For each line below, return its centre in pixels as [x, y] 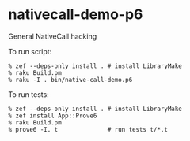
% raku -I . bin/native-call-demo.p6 [70, 80]
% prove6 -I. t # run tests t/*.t [88, 129]
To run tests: [28, 94]
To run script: [30, 51]
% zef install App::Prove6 [53, 116]
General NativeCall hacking [53, 36]
